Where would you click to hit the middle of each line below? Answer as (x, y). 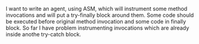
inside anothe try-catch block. (44, 34)
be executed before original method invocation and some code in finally (96, 21)
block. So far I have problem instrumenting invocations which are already (98, 28)
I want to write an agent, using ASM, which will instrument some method (96, 9)
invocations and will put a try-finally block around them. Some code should (100, 15)
